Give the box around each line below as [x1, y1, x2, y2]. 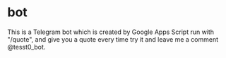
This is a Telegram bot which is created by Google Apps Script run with [7, 28, 214, 36]
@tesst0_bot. [7, 42, 46, 51]
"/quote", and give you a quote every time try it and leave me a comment [7, 35, 219, 43]
